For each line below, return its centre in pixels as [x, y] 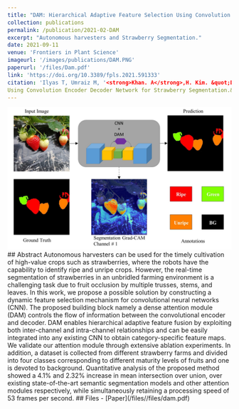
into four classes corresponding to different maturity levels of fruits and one [118, 361]
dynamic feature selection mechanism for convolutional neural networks [113, 300]
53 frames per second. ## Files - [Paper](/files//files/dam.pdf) [99, 398]
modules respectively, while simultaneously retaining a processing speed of [118, 391]
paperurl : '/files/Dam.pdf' [49, 68]
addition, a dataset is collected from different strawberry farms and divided [117, 353]
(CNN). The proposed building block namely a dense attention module [110, 308]
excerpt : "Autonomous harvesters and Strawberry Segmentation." [105, 38]
